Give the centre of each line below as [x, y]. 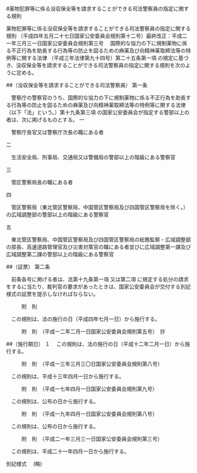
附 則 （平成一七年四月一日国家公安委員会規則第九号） [89, 389]
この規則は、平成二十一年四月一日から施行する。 [70, 451]
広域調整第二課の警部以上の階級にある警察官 [60, 254]
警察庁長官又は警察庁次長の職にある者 [57, 132]
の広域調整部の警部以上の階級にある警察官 [57, 214]
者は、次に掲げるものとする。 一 [45, 120]
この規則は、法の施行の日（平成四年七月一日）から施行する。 [85, 319]
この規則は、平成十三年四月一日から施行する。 [67, 376]
